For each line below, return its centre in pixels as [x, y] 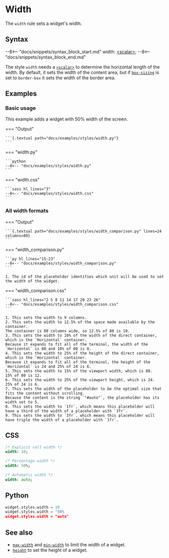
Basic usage [21, 108]
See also [19, 532]
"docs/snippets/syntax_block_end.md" [46, 57]
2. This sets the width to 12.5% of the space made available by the [80, 322]
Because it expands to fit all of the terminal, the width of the [77, 344]
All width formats [27, 211]
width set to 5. [22, 402]
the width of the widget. [32, 281]
